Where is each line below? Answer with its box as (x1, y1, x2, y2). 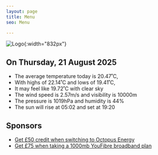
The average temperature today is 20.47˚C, (14, 73, 118, 80)
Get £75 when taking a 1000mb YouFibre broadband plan (14, 142, 152, 149)
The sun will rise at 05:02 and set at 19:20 (14, 104, 115, 111)
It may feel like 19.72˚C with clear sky (14, 85, 104, 92)
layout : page (6, 8, 38, 15)
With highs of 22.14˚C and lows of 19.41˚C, (14, 79, 115, 86)
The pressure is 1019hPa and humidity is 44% (14, 97, 124, 105)
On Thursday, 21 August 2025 (6, 57, 117, 67)
